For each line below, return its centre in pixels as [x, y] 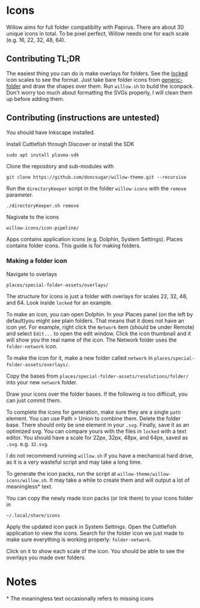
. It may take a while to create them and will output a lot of [118, 480]
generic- [172, 79]
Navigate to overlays [32, 274]
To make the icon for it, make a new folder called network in [80, 358]
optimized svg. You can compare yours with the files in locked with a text [96, 431]
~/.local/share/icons [33, 515]
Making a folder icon [37, 261]
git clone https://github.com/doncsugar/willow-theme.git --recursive [96, 177]
